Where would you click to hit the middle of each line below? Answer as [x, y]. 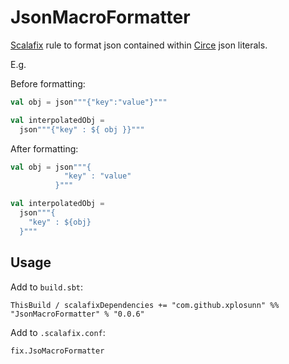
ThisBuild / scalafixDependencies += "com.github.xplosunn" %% [145, 305]
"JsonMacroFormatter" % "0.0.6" [77, 314]
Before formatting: [48, 83]
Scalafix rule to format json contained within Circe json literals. [139, 45]
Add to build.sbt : [47, 287]
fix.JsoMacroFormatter [57, 351]
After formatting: [44, 148]
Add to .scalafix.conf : [58, 332]
